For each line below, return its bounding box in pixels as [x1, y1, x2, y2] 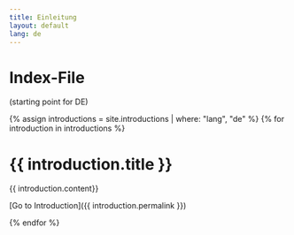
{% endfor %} [9, 217, 60, 228]
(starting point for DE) [9, 96, 89, 107]
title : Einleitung [9, 12, 77, 22]
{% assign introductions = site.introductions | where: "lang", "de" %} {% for [9, 114, 285, 125]
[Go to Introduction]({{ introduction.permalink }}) [9, 201, 187, 211]
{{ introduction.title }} [9, 154, 173, 174]
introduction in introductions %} [9, 123, 126, 133]
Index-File [9, 67, 86, 87]
